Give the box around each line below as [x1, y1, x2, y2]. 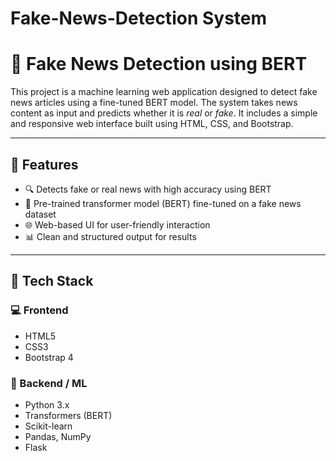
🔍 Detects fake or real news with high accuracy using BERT [24, 183, 272, 195]
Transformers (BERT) [24, 409, 113, 421]
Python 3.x [24, 398, 70, 411]
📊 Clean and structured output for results [24, 230, 197, 242]
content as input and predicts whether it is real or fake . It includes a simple [10, 107, 318, 119]
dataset [24, 208, 57, 220]
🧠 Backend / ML [10, 376, 88, 390]
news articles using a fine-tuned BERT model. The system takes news [10, 97, 298, 109]
